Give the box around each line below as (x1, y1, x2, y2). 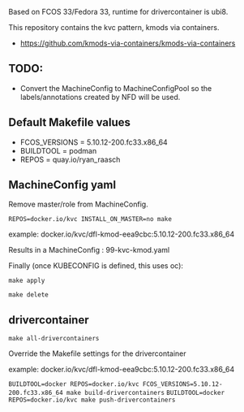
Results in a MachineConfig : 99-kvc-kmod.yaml (8, 245, 170, 255)
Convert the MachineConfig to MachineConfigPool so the (19, 83, 212, 93)
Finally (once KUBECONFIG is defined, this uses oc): (8, 261, 184, 271)
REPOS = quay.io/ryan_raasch (19, 154, 121, 164)
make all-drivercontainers (8, 335, 100, 343)
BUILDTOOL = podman (19, 145, 97, 155)
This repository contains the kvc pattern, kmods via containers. (8, 23, 220, 32)
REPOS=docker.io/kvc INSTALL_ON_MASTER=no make (8, 215, 173, 223)
